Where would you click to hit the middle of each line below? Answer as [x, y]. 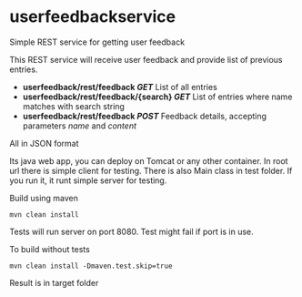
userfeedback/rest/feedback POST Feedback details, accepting [144, 116]
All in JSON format [44, 143]
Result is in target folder [54, 282]
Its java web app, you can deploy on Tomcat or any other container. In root [149, 160]
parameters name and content [80, 126]
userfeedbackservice [92, 17]
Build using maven [44, 198]
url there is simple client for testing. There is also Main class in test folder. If [151, 170]
